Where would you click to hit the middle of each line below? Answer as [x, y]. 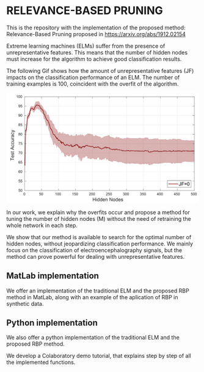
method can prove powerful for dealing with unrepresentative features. [96, 256]
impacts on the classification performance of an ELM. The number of [93, 77]
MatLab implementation [53, 276]
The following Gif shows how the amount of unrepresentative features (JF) [100, 70]
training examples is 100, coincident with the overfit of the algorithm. [93, 84]
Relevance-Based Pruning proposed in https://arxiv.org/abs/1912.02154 [96, 34]
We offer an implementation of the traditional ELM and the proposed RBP [98, 291]
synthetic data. [25, 303]
